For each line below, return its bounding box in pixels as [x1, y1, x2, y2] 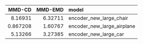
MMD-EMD [36, 6, 64, 13]
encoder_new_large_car [68, 31, 125, 38]
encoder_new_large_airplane [68, 23, 136, 29]
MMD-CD [8, 6, 32, 13]
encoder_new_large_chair [68, 15, 129, 21]
